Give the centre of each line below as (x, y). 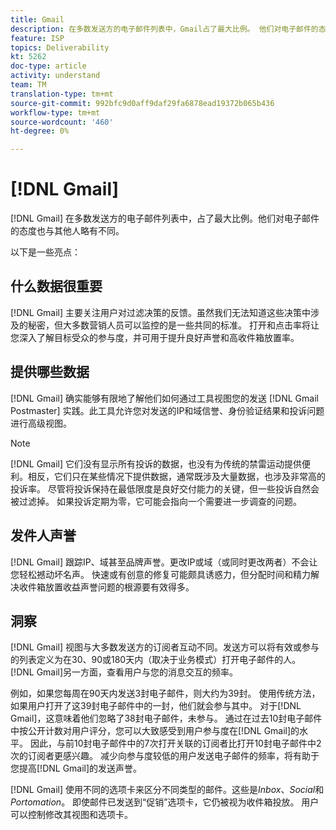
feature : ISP (37, 38)
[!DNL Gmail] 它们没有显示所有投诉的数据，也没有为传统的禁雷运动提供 (156, 463)
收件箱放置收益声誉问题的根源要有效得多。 (106, 587)
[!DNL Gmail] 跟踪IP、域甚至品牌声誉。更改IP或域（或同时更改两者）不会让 (164, 562)
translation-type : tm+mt (62, 94)
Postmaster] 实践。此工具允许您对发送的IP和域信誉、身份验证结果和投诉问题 (167, 410)
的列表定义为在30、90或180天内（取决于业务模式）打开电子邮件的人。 (156, 660)
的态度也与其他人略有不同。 (67, 231)
